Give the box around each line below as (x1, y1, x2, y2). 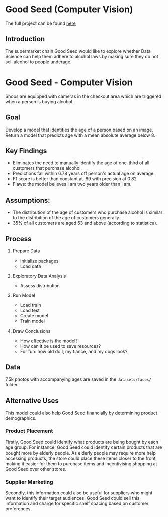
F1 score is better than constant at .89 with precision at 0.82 (12, 176, 137, 182)
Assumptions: (5, 196, 50, 205)
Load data (20, 263, 41, 269)
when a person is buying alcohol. (5, 98, 74, 104)
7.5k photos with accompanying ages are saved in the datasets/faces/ (5, 376, 152, 382)
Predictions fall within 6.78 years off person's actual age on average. (12, 170, 155, 177)
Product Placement (5, 427, 53, 434)
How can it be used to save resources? (20, 343, 101, 349)
